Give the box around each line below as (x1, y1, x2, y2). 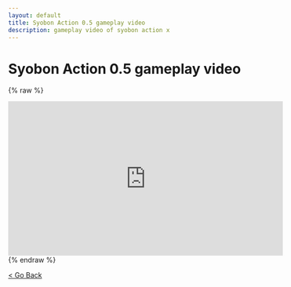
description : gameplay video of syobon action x (8, 26, 170, 34)
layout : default (8, 11, 61, 20)
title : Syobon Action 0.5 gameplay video (8, 19, 146, 27)
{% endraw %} (8, 256, 56, 265)
